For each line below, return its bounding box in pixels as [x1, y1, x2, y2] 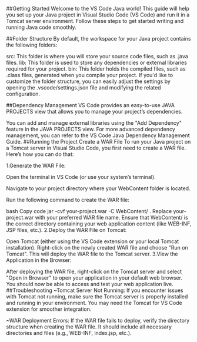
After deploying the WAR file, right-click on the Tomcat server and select [6, 268, 182, 275]
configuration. [6, 91, 40, 97]
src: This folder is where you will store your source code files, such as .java [6, 53, 188, 59]
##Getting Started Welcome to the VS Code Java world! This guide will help [6, 5, 189, 12]
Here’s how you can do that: [6, 151, 74, 158]
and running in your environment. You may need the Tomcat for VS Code [6, 300, 182, 306]
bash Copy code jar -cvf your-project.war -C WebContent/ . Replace [6, 208, 172, 214]
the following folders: [6, 41, 58, 48]
